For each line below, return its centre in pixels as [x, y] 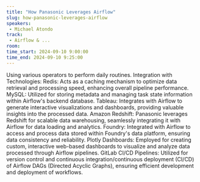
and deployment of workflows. [45, 172]
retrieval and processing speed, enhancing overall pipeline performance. [98, 88]
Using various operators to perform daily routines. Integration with [89, 75]
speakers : [19, 23]
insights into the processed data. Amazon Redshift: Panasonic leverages [97, 114]
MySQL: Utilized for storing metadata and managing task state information [100, 94]
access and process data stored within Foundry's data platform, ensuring [98, 133]
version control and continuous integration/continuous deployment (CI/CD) [100, 159]
